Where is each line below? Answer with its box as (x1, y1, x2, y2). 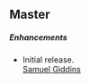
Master (9, 7, 51, 22)
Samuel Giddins (22, 64, 81, 75)
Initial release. (22, 54, 75, 65)
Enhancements (9, 31, 67, 43)
